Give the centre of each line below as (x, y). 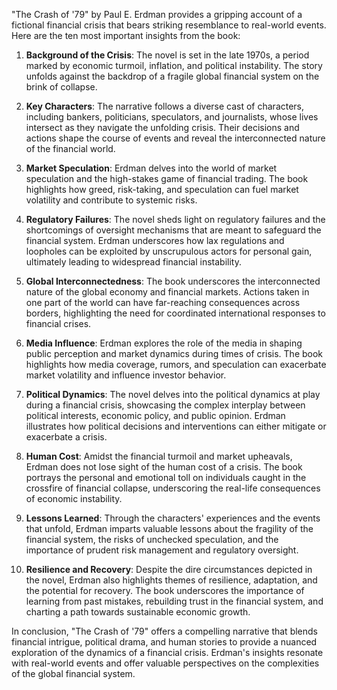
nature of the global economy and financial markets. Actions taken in (167, 292)
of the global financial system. (73, 673)
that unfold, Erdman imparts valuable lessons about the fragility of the (169, 528)
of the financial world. (70, 148)
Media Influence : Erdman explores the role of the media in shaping (164, 343)
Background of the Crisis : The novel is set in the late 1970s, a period (167, 55)
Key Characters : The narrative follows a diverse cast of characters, (165, 106)
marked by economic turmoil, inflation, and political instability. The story (174, 65)
